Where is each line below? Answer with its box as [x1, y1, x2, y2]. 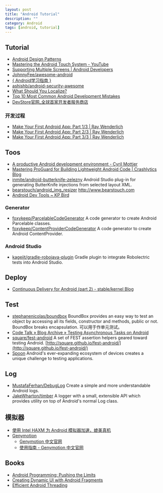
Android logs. [12, 388, 39, 394]
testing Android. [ [12, 340, 47, 346]
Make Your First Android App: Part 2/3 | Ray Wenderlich [12, 129, 124, 135]
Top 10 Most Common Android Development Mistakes [12, 93, 120, 99]
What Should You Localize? [12, 88, 67, 94]
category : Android [5, 20, 42, 26]
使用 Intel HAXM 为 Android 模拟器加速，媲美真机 [12, 427, 111, 433]
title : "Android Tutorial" [5, 12, 60, 17]
